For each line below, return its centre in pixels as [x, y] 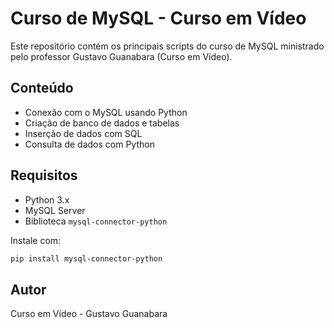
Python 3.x [47, 199]
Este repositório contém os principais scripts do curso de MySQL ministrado [167, 46]
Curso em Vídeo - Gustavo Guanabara [89, 314]
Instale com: [36, 240]
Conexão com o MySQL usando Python [106, 112]
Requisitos [44, 175]
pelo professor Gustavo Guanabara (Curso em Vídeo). [121, 56]
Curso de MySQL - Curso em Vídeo [158, 18]
